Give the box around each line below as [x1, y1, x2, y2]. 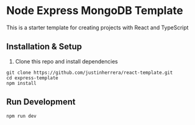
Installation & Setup [6, 41, 82, 52]
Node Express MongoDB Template [6, 4, 183, 18]
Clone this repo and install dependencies [15, 57, 118, 65]
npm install [6, 80, 37, 86]
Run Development [6, 97, 76, 107]
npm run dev [6, 113, 37, 119]
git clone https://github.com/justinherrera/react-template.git [6, 70, 173, 76]
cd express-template [6, 74, 59, 81]
